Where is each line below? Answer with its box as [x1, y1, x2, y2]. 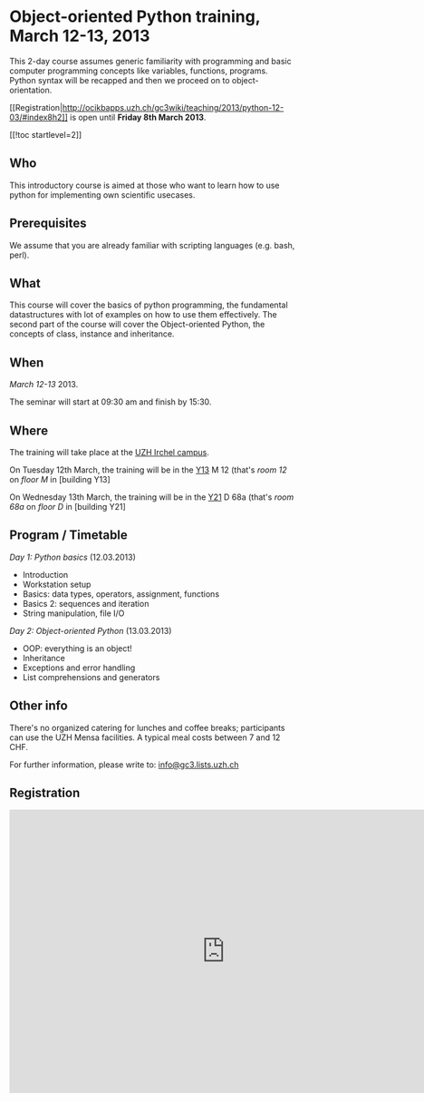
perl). [9, 249, 30, 260]
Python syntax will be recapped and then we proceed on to [9, 74, 230, 85]
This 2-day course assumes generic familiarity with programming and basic [9, 55, 292, 66]
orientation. [9, 84, 53, 95]
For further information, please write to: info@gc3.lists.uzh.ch [9, 759, 239, 770]
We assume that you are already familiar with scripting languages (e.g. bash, [9, 239, 295, 250]
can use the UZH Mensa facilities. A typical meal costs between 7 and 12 [9, 732, 281, 743]
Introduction [22, 569, 69, 580]
